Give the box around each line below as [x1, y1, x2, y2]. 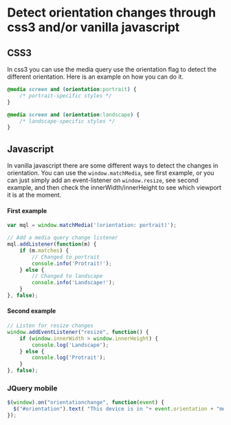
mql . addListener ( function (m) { [7, 241, 97, 248]
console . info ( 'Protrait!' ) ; [32, 260, 112, 267]
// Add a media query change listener [7, 235, 118, 241]
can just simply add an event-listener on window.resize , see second [7, 176, 199, 184]
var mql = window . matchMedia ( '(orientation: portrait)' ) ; [7, 222, 177, 229]
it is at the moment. [7, 191, 62, 199]
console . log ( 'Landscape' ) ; [32, 342, 109, 348]
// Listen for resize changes [7, 322, 94, 329]
